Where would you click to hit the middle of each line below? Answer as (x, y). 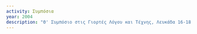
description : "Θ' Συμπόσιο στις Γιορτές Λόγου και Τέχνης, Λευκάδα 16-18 (99, 22)
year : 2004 (19, 17)
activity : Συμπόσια (30, 11)
